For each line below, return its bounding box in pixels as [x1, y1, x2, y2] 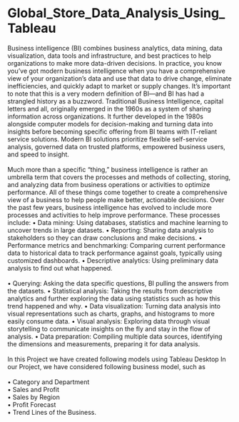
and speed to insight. [7, 150, 70, 159]
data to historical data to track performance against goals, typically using [7, 248, 223, 257]
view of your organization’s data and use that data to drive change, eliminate [7, 74, 232, 83]
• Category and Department [7, 377, 90, 386]
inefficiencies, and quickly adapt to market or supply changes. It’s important [7, 81, 230, 90]
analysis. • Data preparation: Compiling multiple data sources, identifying [7, 332, 223, 341]
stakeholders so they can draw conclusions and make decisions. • [7, 233, 203, 242]
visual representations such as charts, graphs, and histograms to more [7, 309, 215, 318]
